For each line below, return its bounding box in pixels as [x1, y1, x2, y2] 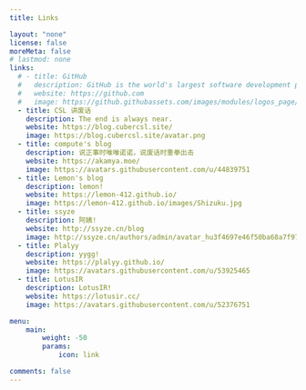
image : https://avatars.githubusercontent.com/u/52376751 [25, 300, 250, 309]
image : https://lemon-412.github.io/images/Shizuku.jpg [25, 199, 243, 208]
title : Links [9, 13, 59, 23]
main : [25, 325, 47, 335]
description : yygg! [25, 249, 100, 259]
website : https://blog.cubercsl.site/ [25, 123, 173, 132]
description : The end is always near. [25, 115, 173, 124]
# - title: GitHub [17, 72, 88, 82]
